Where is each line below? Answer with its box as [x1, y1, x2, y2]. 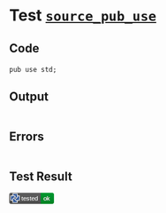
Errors [9, 130, 44, 145]
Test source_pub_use [9, 5, 157, 26]
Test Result [9, 170, 72, 185]
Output [9, 90, 49, 105]
